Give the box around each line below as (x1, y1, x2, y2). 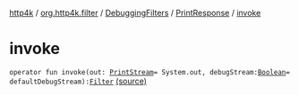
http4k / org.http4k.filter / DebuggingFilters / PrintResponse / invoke (9, 8, 261, 18)
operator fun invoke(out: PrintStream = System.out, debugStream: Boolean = (9, 67, 291, 76)
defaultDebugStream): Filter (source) (9, 75, 148, 86)
